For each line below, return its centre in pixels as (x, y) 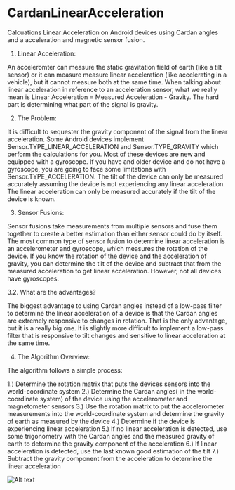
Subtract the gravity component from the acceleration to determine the (110, 458)
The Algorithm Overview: (53, 356)
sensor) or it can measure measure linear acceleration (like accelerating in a (117, 75)
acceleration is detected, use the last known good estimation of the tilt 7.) (113, 451)
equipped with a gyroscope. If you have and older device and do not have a (116, 161)
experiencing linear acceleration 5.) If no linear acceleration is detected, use (117, 428)
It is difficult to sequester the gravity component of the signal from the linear (117, 131)
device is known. (32, 199)
